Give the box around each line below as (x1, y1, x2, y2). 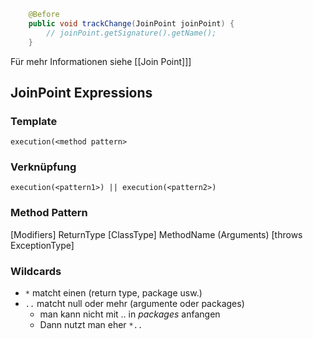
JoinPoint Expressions (10, 84, 153, 101)
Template (10, 114, 58, 128)
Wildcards (10, 264, 62, 278)
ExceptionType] (10, 239, 75, 251)
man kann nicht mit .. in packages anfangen (39, 308, 221, 320)
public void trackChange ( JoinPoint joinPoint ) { (28, 18, 235, 29)
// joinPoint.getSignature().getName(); (46, 28, 217, 38)
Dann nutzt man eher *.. (39, 319, 143, 331)
